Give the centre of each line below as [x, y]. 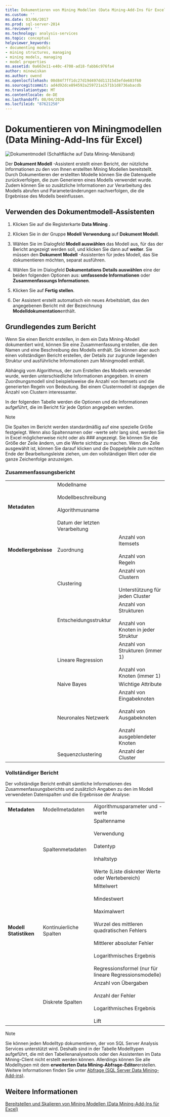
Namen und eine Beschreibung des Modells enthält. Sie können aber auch [82, 350]
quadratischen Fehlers [120, 931]
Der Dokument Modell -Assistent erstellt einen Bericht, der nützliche [77, 164]
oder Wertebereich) [117, 878]
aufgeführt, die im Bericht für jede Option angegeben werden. [70, 407]
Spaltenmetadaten [65, 850]
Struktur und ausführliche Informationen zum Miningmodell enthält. [75, 361]
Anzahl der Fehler [114, 996]
